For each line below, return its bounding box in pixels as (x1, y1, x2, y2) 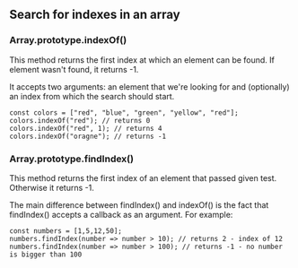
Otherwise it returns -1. (9, 182, 94, 193)
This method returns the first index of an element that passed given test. (9, 172, 277, 183)
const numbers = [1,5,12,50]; (9, 226, 123, 236)
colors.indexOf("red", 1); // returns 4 (9, 124, 163, 133)
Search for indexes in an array (9, 7, 181, 22)
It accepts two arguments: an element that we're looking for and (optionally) (9, 81, 290, 92)
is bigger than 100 (9, 250, 83, 259)
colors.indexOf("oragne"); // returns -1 (9, 132, 167, 141)
